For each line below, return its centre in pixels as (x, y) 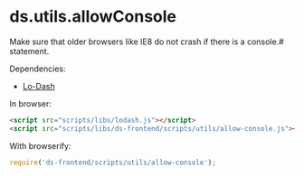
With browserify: (40, 145)
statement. (29, 51)
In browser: (31, 103)
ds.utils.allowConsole (93, 17)
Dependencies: (38, 69)
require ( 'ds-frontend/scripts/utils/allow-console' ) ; (113, 162)
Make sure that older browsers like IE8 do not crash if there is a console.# (147, 42)
